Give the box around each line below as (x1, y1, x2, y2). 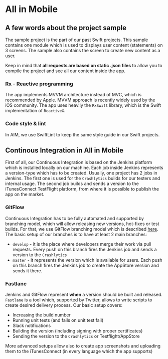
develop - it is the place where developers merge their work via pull (12, 241, 151, 247)
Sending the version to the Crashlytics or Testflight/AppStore (12, 333, 140, 339)
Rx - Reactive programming (5, 80, 74, 87)
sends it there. (12, 267, 43, 274)
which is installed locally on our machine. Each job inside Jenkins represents (5, 164, 163, 171)
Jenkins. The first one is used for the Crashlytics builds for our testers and (5, 175, 160, 182)
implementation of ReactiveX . (5, 108, 66, 114)
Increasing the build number (12, 312, 71, 318)
